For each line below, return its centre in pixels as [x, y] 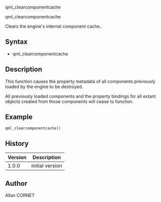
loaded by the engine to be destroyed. [44, 87]
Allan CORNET [20, 196]
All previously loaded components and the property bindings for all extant [80, 96]
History [17, 143]
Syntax [16, 42]
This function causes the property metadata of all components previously [80, 81]
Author [16, 183]
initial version [47, 166]
